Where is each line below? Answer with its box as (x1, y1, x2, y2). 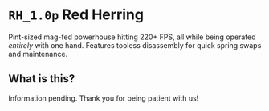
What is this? (8, 72, 75, 85)
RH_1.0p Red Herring (8, 6, 145, 24)
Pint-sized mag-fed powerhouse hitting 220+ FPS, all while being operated (8, 32, 256, 42)
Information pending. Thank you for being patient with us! (8, 93, 199, 103)
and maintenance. (8, 49, 68, 58)
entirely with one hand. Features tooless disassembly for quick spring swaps (8, 40, 262, 50)
